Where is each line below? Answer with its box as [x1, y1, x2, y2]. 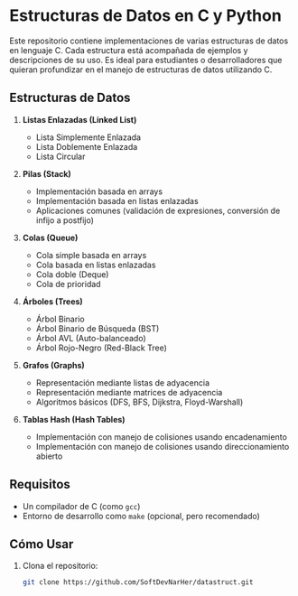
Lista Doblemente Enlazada [35, 141, 138, 152]
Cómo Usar [9, 536, 74, 552]
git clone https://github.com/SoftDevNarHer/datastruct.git [22, 578, 254, 587]
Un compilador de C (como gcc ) [22, 500, 141, 511]
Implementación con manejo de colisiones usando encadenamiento [35, 431, 287, 442]
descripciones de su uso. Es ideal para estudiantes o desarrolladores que [9, 54, 283, 65]
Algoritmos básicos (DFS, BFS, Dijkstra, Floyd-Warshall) [35, 396, 244, 407]
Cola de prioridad [35, 278, 101, 289]
